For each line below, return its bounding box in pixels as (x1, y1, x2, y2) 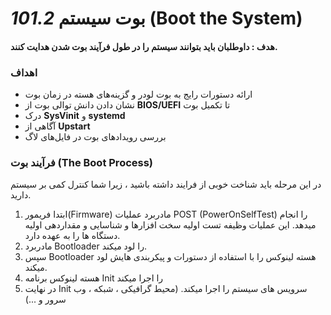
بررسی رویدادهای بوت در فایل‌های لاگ (24, 131, 167, 143)
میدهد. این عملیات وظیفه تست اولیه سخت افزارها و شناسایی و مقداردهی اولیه (24, 219, 317, 231)
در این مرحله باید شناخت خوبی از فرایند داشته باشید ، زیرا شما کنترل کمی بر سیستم (10, 178, 322, 191)
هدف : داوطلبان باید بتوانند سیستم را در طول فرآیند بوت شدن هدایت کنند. (10, 40, 278, 52)
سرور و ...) (24, 293, 67, 306)
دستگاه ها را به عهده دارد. (24, 230, 121, 242)
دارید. (10, 189, 32, 201)
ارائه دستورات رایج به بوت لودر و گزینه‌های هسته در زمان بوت (24, 88, 253, 101)
